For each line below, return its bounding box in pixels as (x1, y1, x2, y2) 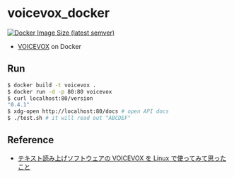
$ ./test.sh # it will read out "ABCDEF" (7, 115, 131, 122)
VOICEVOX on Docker (17, 42, 81, 50)
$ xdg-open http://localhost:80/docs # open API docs (7, 108, 170, 115)
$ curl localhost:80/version (7, 94, 93, 102)
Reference (7, 134, 54, 146)
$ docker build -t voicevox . (7, 82, 97, 89)
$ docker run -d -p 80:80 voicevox (7, 88, 112, 95)
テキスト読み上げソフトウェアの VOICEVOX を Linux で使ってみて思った (17, 154, 227, 162)
